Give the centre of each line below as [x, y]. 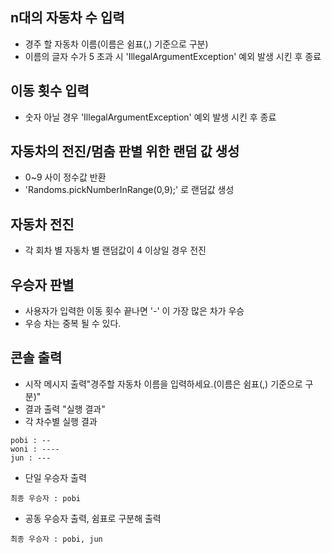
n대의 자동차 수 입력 [67, 18]
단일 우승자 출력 [55, 477]
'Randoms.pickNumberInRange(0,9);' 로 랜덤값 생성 [129, 190]
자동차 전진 [42, 224]
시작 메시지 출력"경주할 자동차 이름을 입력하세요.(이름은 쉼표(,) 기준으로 [163, 384]
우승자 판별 [42, 284]
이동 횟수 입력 [50, 91]
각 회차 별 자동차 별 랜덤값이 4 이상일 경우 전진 [115, 250]
